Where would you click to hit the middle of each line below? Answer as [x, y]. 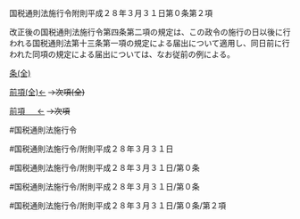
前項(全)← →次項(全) [47, 92]
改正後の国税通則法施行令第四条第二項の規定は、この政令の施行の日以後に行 [150, 32]
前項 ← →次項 [40, 111]
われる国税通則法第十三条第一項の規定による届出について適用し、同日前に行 [150, 43]
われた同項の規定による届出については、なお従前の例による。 [122, 54]
